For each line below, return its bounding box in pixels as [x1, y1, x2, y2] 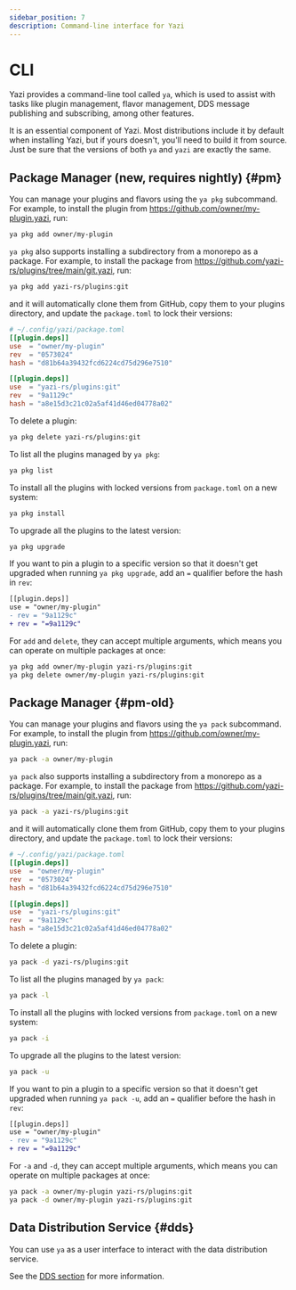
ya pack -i [9, 1033, 50, 1043]
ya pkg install [9, 509, 66, 518]
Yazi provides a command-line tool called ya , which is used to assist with [9, 89, 276, 100]
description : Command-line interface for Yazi [9, 21, 185, 30]
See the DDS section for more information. [9, 1270, 164, 1281]
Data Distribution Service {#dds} [9, 1220, 195, 1236]
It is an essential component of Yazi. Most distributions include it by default [9, 126, 284, 136]
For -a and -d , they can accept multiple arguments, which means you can [9, 1161, 278, 1171]
